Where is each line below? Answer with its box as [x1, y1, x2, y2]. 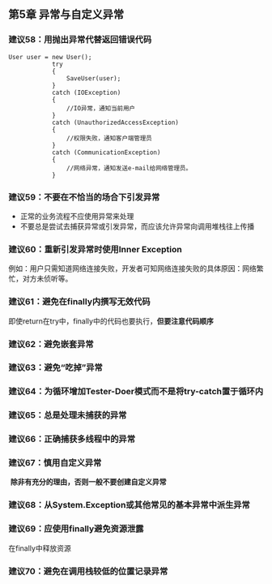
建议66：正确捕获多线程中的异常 [8, 433, 136, 444]
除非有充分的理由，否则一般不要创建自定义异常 [10, 477, 167, 487]
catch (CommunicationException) [51, 148, 161, 157]
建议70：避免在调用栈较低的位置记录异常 [8, 565, 168, 577]
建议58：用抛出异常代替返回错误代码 [8, 34, 152, 45]
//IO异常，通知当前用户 [66, 104, 136, 112]
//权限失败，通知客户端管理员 [66, 134, 152, 142]
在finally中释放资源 [8, 543, 71, 553]
